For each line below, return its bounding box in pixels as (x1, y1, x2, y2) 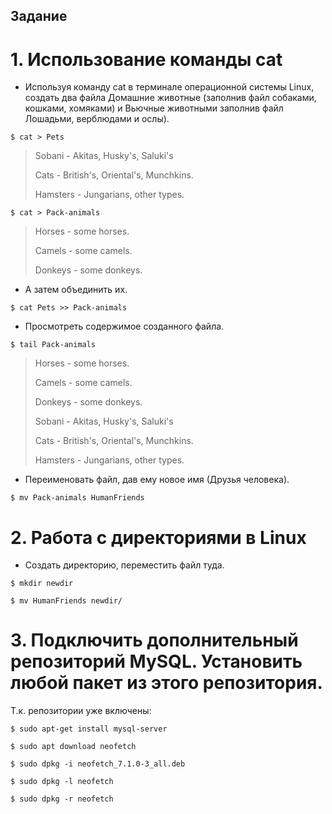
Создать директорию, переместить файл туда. (24, 559, 225, 571)
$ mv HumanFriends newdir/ (10, 596, 123, 606)
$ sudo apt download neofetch (10, 742, 137, 752)
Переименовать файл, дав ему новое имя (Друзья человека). (24, 474, 290, 486)
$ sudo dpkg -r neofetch (10, 794, 114, 804)
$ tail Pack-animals (10, 340, 97, 350)
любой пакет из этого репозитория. (10, 672, 323, 694)
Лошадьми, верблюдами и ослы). (24, 113, 170, 125)
